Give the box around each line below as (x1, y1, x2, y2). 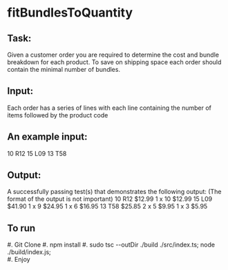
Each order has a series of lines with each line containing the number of (7, 104, 212, 112)
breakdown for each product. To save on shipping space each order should (7, 58, 222, 66)
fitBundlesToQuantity (7, 5, 133, 21)
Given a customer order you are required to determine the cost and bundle (7, 50, 220, 59)
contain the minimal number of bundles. (7, 66, 121, 73)
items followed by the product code (7, 110, 108, 119)
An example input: (7, 131, 88, 143)
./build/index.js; (7, 248, 52, 256)
